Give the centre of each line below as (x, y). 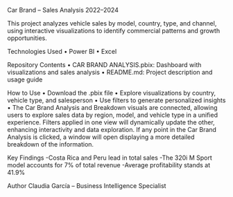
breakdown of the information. (51, 144)
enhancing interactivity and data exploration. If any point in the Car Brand (112, 130)
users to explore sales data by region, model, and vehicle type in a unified (113, 115)
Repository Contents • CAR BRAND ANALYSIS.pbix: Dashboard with (104, 65)
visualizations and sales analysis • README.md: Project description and (110, 72)
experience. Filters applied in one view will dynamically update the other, (111, 122)
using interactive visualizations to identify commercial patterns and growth (114, 31)
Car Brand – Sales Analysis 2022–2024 (63, 10)
